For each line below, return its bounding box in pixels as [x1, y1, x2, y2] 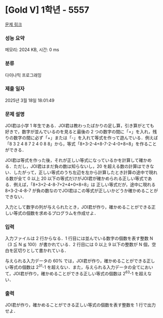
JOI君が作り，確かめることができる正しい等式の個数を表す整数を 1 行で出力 [5, 302, 156, 308]
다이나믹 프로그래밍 [5, 72, 42, 78]
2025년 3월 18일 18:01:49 [5, 97, 55, 103]
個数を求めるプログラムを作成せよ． [26, 210, 98, 216]
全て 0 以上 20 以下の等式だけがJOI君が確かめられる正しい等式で [17, 176, 148, 181]
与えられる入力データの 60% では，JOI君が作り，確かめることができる [5, 258, 147, 264]
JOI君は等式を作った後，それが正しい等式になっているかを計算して [5, 158, 139, 163]
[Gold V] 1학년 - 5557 [5, 4, 90, 16]
